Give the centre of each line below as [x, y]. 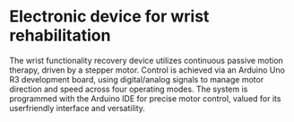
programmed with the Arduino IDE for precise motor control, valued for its [145, 98]
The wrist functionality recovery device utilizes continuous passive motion [147, 60]
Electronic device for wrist [109, 17]
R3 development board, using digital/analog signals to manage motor [137, 79]
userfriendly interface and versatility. [78, 108]
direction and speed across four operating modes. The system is [129, 89]
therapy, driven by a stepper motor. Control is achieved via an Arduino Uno [147, 70]
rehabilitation [60, 35]
